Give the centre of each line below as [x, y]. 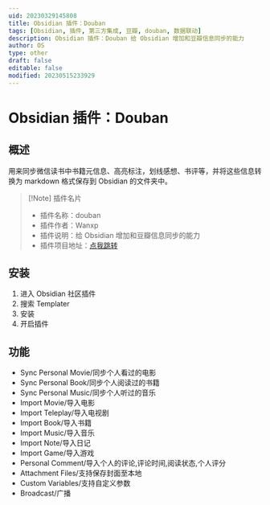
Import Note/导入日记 [55, 443]
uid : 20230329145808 [43, 16]
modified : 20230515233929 [51, 76]
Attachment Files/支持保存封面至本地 [81, 473]
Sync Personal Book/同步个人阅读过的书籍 [90, 383]
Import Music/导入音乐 [57, 433]
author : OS [27, 46]
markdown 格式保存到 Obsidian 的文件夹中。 [98, 181]
